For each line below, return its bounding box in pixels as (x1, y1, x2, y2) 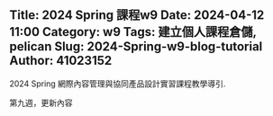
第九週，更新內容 (9, 97, 73, 108)
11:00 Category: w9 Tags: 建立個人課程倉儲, (9, 24, 257, 40)
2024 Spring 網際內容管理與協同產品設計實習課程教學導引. (9, 78, 226, 89)
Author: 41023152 (9, 53, 113, 68)
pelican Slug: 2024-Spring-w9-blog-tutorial (9, 39, 263, 55)
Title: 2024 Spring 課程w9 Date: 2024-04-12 (9, 7, 265, 23)
